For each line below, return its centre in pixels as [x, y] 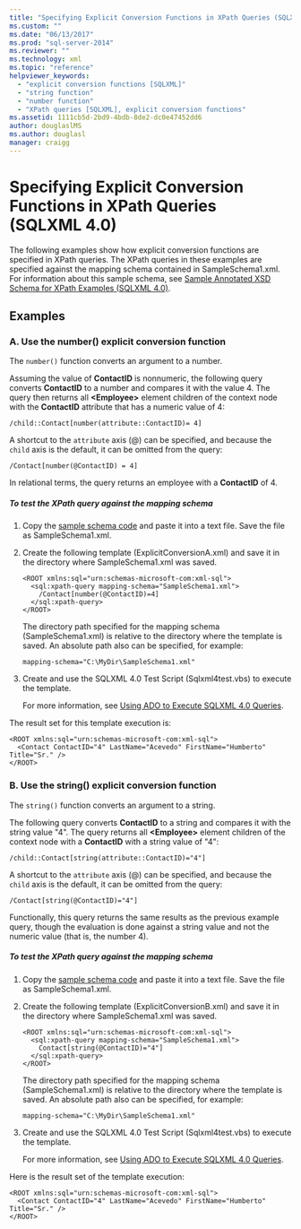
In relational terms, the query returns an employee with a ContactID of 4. [143, 483]
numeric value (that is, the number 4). [79, 936]
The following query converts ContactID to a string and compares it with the [150, 822]
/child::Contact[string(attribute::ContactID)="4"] [107, 858]
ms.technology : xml [46, 59]
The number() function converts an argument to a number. [116, 361]
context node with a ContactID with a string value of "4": [114, 841]
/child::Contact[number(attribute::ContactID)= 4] [106, 424]
